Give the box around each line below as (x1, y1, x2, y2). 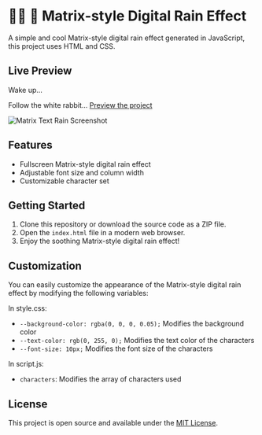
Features (8, 138, 53, 152)
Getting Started (8, 198, 86, 212)
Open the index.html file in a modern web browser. (19, 228, 186, 238)
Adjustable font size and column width (19, 168, 144, 177)
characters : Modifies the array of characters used (19, 374, 182, 384)
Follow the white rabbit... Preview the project (8, 100, 153, 109)
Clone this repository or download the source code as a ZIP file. (19, 219, 227, 229)
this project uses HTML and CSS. (8, 41, 116, 50)
